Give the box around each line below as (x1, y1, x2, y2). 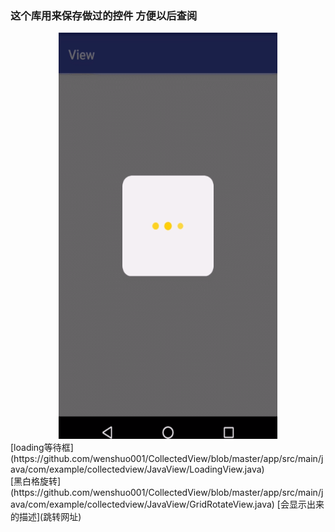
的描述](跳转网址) (10, 511, 82, 523)
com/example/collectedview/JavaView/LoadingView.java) (28, 463, 265, 476)
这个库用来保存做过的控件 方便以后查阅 (10, 8, 198, 22)
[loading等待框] (10, 442, 74, 454)
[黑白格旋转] (10, 475, 62, 487)
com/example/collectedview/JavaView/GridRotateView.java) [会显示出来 (28, 498, 325, 511)
